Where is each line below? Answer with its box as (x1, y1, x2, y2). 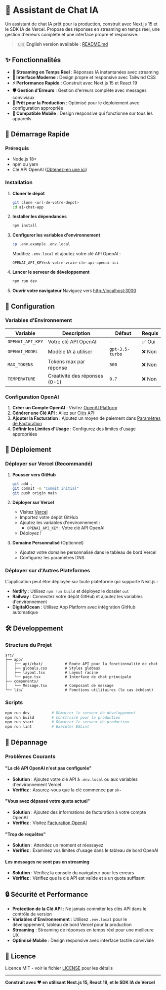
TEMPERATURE (7, 376, 36, 381)
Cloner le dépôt (12, 190, 45, 196)
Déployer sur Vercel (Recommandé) (5, 460, 93, 467)
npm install (12, 223, 37, 228)
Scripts (5, 699, 23, 706)
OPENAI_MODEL (7, 349, 39, 354)
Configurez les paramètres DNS (19, 555, 85, 561)
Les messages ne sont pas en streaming (5, 859, 90, 865)
